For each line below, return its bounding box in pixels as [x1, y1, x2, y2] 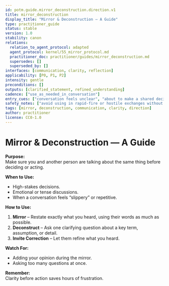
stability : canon [5, 36, 42, 41]
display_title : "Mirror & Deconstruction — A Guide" [5, 17, 118, 22]
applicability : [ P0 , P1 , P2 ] [5, 73, 66, 78]
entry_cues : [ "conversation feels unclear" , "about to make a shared [5, 96, 154, 101]
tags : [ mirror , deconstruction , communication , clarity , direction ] [5, 106, 152, 111]
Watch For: [5, 245, 29, 251]
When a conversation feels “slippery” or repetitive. [12, 194, 117, 200]
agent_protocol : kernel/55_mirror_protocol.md [10, 49, 109, 54]
